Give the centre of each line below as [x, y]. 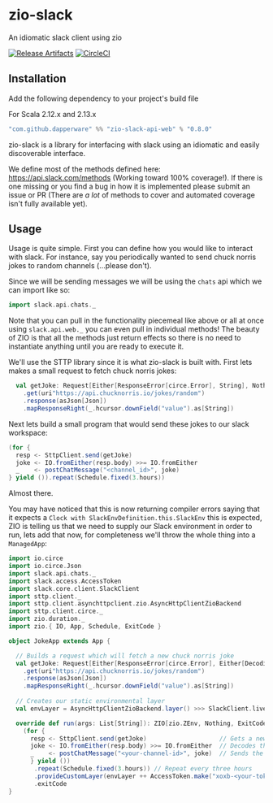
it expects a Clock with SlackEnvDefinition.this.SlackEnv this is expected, [135, 518]
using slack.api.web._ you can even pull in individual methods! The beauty [134, 329]
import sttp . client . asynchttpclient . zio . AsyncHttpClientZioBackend [125, 604]
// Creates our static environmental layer [90, 701]
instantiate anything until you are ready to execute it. [96, 346]
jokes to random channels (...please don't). [80, 266]
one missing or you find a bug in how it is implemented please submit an [129, 186]
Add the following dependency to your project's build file [104, 98]
